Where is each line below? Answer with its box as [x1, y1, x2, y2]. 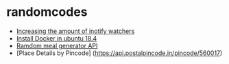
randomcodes [6, 4, 88, 20]
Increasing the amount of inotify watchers [16, 27, 135, 35]
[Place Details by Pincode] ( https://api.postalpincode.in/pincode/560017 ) [16, 49, 223, 57]
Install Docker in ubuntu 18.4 [16, 34, 97, 42]
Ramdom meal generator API [16, 41, 98, 50]
